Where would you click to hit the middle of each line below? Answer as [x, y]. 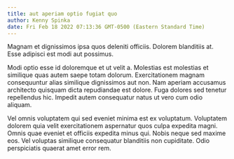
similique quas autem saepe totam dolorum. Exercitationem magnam [106, 75]
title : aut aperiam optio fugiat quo [62, 14]
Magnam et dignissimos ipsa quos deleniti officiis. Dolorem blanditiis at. [110, 47]
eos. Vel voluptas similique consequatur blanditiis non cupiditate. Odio [109, 141]
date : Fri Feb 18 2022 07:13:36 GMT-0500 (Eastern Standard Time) [106, 27]
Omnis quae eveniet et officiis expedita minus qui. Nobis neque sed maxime [117, 133]
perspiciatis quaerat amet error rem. [60, 148]
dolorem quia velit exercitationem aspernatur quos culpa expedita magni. [112, 126]
